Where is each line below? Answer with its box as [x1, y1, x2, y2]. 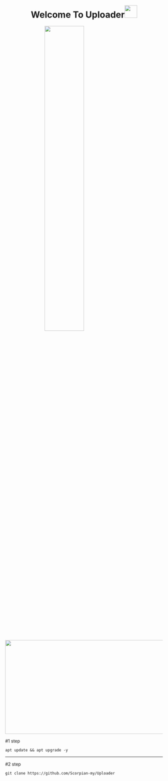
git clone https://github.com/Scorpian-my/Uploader [5, 770, 115, 775]
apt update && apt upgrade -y [5, 747, 68, 752]
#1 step [5, 738, 20, 744]
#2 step [5, 761, 21, 767]
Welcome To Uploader [30, 9, 125, 21]
